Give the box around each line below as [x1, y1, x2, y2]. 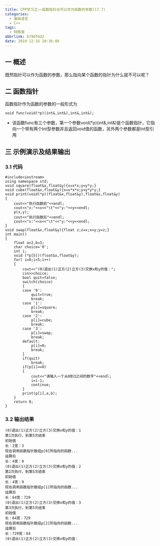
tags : [5, 25, 16, 30]
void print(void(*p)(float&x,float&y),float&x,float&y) [5, 192, 120, 197]
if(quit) [22, 356, 40, 361]
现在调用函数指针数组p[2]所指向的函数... [5, 521, 79, 526]
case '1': [22, 301, 42, 306]
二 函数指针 [5, 87, 39, 95]
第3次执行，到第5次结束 [5, 506, 46, 511]
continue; [31, 382, 51, 388]
